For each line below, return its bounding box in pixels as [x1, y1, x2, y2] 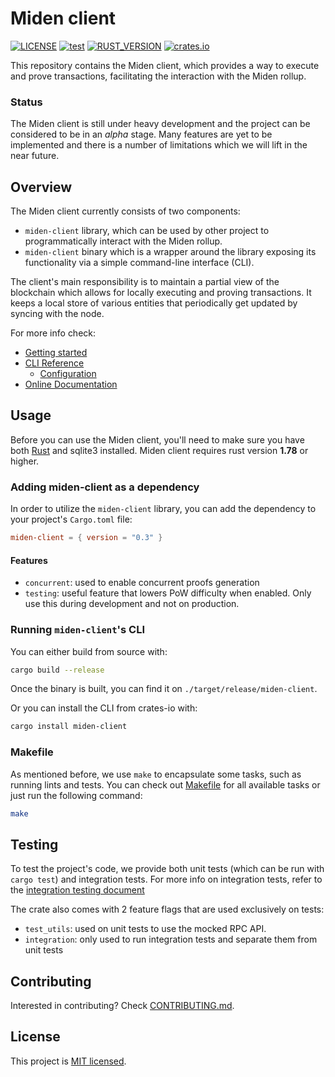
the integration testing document [10, 884, 145, 896]
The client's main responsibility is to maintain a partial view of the [10, 276, 280, 288]
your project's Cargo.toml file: [10, 513, 133, 526]
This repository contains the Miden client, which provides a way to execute [10, 59, 320, 71]
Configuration [39, 368, 97, 380]
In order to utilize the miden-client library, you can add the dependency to [10, 503, 317, 515]
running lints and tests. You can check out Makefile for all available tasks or [10, 778, 321, 791]
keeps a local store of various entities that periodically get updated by [10, 297, 298, 309]
